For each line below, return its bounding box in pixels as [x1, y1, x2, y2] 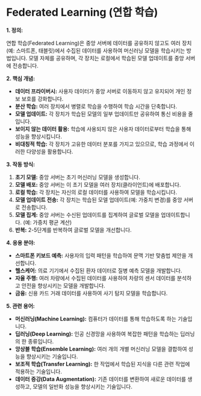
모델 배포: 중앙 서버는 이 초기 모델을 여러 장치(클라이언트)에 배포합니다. [14, 181, 181, 188]
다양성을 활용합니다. [26, 148, 73, 155]
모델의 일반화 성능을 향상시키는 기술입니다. [32, 383, 132, 390]
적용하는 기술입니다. [14, 368, 62, 375]
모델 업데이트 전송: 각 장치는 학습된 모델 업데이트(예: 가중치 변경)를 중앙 [14, 196, 182, 203]
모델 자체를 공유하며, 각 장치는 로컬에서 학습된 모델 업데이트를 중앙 [28, 54, 185, 61]
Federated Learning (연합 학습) [6, 5, 158, 19]
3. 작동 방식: [6, 160, 35, 168]
